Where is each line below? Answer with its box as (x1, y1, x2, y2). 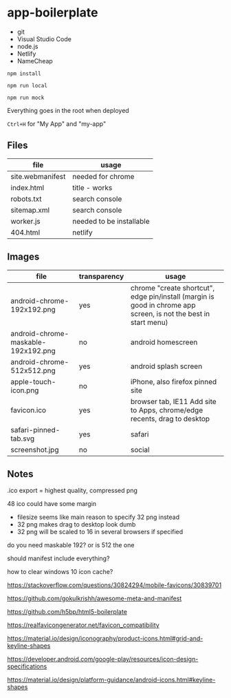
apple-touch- (10, 377, 56, 386)
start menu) (130, 317, 168, 327)
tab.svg (10, 434, 35, 443)
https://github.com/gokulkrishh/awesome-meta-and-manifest (7, 594, 182, 603)
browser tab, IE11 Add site (130, 396, 217, 406)
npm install (7, 70, 41, 77)
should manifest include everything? (7, 554, 110, 562)
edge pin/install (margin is (130, 291, 214, 301)
